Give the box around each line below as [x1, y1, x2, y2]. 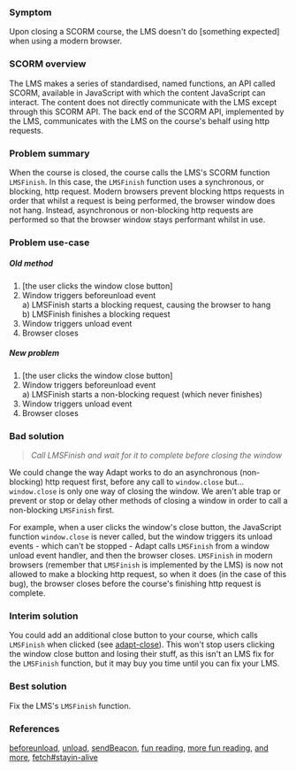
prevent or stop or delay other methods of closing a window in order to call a [9, 496, 288, 506]
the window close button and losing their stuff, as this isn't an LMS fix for [9, 649, 275, 659]
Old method [9, 258, 54, 269]
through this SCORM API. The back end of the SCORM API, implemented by [9, 106, 285, 117]
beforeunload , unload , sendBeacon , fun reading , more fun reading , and [9, 742, 269, 753]
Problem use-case [9, 236, 90, 249]
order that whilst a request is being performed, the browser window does [9, 195, 276, 205]
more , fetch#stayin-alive [9, 752, 99, 762]
